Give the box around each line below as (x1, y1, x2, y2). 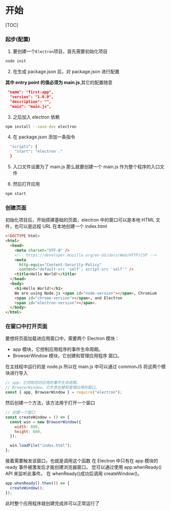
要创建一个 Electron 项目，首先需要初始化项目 (12, 48, 108, 54)
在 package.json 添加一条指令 (12, 134, 76, 140)
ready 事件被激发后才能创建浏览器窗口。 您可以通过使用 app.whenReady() (5, 464, 162, 471)
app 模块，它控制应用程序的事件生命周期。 (12, 346, 103, 353)
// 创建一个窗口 (5, 410, 35, 415)
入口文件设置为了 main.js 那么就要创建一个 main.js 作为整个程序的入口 (12, 163, 160, 170)
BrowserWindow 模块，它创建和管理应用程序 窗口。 (12, 353, 122, 359)
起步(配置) (5, 35, 31, 43)
